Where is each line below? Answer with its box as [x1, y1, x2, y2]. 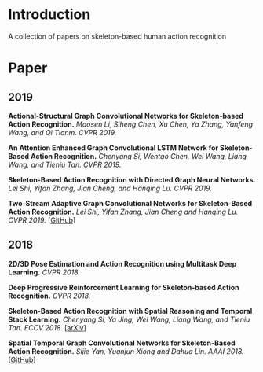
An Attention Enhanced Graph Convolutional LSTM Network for [8, 143, 219, 153]
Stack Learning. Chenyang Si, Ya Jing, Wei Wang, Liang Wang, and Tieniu [8, 315, 250, 324]
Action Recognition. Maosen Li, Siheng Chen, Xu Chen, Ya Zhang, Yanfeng [8, 120, 254, 129]
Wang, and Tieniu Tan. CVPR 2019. [8, 160, 122, 169]
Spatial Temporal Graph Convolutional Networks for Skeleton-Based [8, 338, 236, 348]
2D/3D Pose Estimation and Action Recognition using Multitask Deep [8, 259, 237, 268]
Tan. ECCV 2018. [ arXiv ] [8, 322, 86, 332]
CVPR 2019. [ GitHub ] [8, 215, 76, 225]
